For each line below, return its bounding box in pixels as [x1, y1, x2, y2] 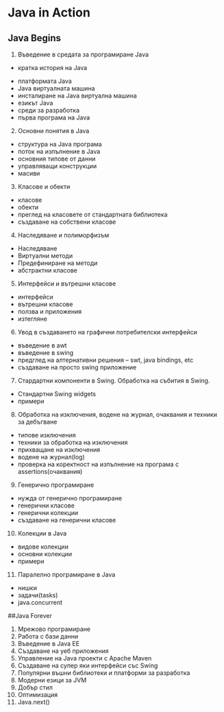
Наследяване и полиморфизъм [17, 231, 110, 239]
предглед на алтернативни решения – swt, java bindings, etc [17, 356, 194, 364]
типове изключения [17, 431, 76, 439]
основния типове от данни [17, 154, 96, 163]
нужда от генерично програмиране [17, 494, 123, 502]
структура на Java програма [17, 140, 102, 148]
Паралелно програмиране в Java [17, 571, 116, 578]
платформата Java [17, 77, 73, 85]
